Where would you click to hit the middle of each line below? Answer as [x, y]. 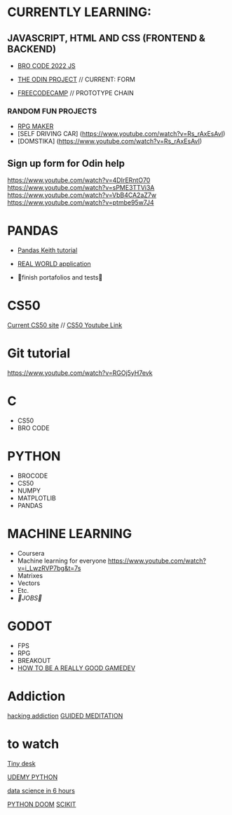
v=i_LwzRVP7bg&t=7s [49, 568]
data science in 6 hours [41, 790]
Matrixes [30, 575]
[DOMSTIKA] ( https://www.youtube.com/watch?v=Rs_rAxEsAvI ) [110, 142]
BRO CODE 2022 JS [46, 66]
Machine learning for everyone [62, 561]
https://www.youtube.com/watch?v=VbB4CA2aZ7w [82, 195]
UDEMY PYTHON [33, 777]
